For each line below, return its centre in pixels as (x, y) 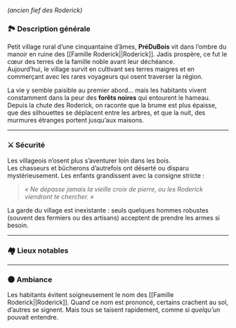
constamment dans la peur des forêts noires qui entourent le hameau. (109, 98)
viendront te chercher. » (59, 196)
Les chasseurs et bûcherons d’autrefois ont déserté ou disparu (98, 168)
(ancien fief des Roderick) (45, 10)
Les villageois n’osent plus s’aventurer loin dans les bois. (89, 160)
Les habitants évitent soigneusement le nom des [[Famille (91, 295)
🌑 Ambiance (30, 279)
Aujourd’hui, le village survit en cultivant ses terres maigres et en (101, 69)
